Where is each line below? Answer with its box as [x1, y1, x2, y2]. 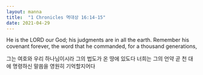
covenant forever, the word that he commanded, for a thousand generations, [6, 43, 198, 50]
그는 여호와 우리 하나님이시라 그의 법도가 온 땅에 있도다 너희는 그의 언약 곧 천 [6, 55, 187, 62]
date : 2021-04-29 [6, 20, 50, 26]
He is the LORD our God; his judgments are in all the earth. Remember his [6, 37, 190, 44]
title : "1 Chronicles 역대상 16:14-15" [6, 14, 106, 20]
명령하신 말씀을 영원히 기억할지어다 [12, 62, 96, 70]
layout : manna [6, 8, 42, 15]
